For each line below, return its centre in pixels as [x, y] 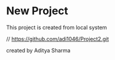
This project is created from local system [57, 27]
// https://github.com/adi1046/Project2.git [57, 39]
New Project [37, 11]
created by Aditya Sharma [38, 50]
